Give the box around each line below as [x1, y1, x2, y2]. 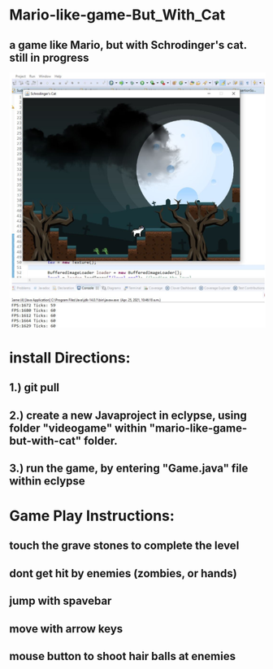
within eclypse [9, 474, 86, 488]
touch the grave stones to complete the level [9, 539, 240, 553]
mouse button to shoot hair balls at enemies [9, 649, 236, 663]
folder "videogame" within [9, 421, 147, 435]
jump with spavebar [9, 594, 112, 608]
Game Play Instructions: [9, 506, 175, 525]
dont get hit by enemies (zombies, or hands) [9, 567, 238, 580]
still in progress [9, 50, 89, 64]
